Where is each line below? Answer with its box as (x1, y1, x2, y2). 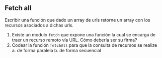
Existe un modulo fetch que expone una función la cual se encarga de (11, 31, 156, 37)
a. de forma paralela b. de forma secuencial (11, 47, 101, 53)
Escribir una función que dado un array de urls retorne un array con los (4, 17, 151, 23)
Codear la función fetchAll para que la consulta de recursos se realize (11, 42, 158, 48)
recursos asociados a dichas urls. (4, 22, 74, 28)
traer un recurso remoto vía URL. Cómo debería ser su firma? (11, 37, 137, 43)
